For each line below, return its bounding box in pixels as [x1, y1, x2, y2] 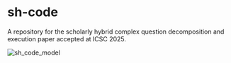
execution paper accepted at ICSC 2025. [7, 34, 126, 43]
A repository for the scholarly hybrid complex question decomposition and [7, 27, 225, 36]
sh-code [7, 4, 59, 20]
